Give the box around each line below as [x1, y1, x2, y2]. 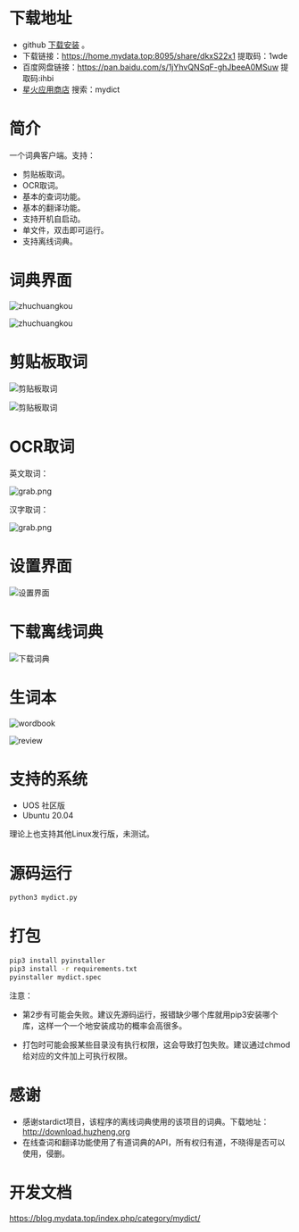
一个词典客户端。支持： [9, 149, 96, 161]
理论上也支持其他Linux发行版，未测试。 [9, 828, 154, 839]
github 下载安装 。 [21, 39, 90, 50]
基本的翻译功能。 [21, 202, 86, 212]
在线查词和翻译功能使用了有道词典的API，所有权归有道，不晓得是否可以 [21, 1136, 286, 1147]
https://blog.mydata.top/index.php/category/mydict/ [9, 1212, 201, 1223]
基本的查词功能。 [21, 191, 86, 202]
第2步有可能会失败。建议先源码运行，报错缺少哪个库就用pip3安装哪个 [21, 1009, 278, 1020]
